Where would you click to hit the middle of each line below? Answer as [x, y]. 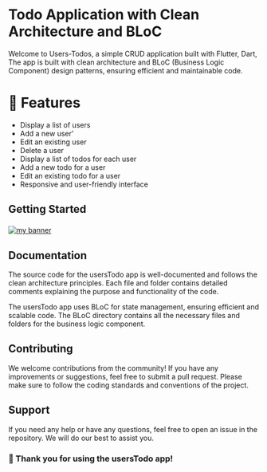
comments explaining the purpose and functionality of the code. [114, 292]
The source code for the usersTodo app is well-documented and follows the [133, 275]
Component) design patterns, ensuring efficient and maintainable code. [126, 70]
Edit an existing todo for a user [70, 175]
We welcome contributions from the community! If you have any [114, 368]
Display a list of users [55, 124]
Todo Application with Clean [104, 15]
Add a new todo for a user [63, 167]
